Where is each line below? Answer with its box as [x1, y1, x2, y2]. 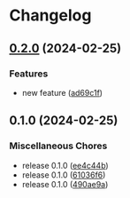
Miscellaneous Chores [9, 139, 108, 152]
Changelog [9, 5, 92, 26]
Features [9, 67, 49, 80]
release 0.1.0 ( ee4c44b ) [21, 160, 109, 170]
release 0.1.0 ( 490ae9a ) [21, 178, 109, 189]
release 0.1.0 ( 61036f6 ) [21, 170, 106, 180]
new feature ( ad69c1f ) [21, 87, 103, 98]
